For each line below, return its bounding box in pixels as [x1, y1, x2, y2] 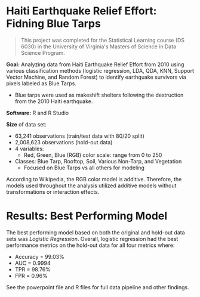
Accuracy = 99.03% [14, 253, 64, 260]
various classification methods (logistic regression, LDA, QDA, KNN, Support [6, 67, 195, 74]
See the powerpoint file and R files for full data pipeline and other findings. [6, 283, 189, 290]
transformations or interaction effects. [6, 188, 100, 195]
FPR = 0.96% [14, 272, 48, 279]
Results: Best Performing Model [6, 209, 168, 223]
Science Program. [20, 49, 66, 56]
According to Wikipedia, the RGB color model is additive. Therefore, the [6, 175, 182, 182]
